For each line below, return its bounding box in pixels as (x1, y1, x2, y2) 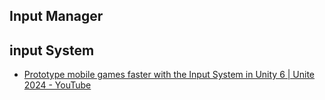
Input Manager (9, 8, 104, 25)
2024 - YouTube (23, 79, 92, 91)
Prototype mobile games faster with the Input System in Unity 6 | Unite (23, 69, 316, 81)
